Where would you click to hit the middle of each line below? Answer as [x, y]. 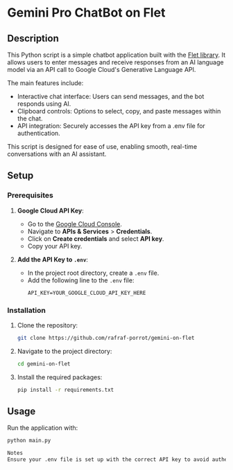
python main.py [29, 441]
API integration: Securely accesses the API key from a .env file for [111, 126]
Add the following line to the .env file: [81, 280]
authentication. [38, 133]
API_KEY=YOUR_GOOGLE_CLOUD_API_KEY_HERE [87, 293]
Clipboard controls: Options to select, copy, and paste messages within [119, 111]
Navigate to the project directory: [64, 351]
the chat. [30, 118]
